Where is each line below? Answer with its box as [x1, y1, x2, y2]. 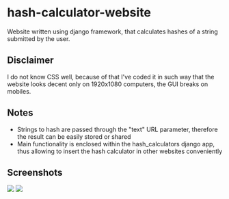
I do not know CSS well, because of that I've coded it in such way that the [7, 72, 215, 81]
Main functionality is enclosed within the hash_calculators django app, [16, 140, 215, 148]
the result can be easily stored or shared [16, 132, 131, 141]
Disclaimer [7, 55, 54, 66]
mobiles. [7, 87, 31, 95]
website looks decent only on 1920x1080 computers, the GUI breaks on [7, 80, 208, 88]
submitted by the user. [7, 34, 70, 42]
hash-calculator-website [7, 5, 152, 21]
